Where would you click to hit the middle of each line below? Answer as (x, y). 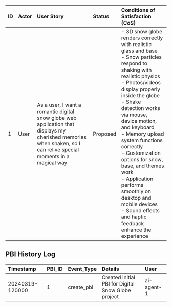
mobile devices (139, 204)
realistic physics (141, 76)
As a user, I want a (59, 105)
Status (101, 16)
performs (132, 185)
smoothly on (136, 191)
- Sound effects (140, 211)
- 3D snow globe (142, 31)
